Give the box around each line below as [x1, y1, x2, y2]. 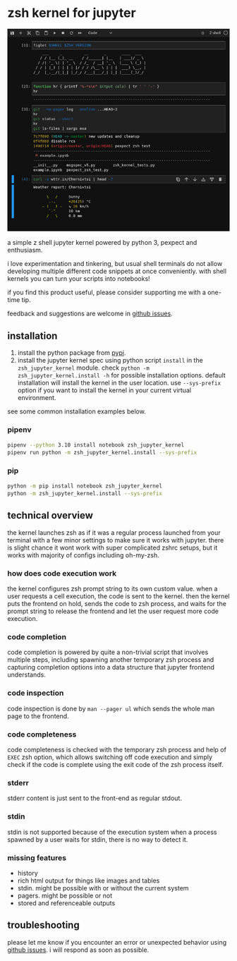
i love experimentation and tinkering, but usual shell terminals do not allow [7, 260, 223, 268]
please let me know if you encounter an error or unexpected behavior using [7, 938, 227, 946]
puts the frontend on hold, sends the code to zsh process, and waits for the [7, 600, 227, 608]
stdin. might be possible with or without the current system [17, 883, 189, 892]
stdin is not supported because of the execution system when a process [7, 828, 217, 836]
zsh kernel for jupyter [7, 5, 136, 21]
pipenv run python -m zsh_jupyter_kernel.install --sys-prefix [7, 449, 197, 457]
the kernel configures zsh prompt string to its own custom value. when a [7, 584, 218, 593]
